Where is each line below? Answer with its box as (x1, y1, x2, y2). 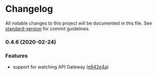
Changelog (5, 3, 53, 15)
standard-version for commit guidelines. (5, 25, 90, 31)
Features (5, 52, 28, 59)
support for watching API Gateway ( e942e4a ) (12, 64, 109, 70)
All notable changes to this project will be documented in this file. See (5, 20, 152, 26)
